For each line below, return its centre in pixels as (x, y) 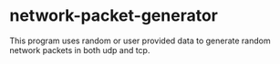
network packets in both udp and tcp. (80, 50)
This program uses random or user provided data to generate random (140, 41)
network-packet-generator (114, 16)
